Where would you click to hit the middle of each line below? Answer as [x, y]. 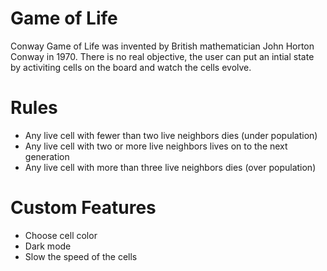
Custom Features [83, 208]
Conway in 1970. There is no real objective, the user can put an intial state [162, 56]
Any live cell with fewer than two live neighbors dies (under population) [171, 135]
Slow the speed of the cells [81, 256]
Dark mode [48, 246]
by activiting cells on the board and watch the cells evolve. [131, 67]
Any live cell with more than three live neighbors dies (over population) [170, 167]
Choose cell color [61, 235]
